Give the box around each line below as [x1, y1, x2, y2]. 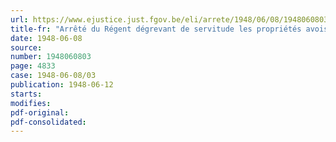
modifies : [10, 98, 52, 108]
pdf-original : [10, 107, 70, 118]
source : [10, 42, 43, 53]
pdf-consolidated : [10, 117, 87, 127]
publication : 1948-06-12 [10, 80, 114, 90]
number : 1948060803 [10, 52, 92, 62]
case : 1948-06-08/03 [10, 71, 97, 81]
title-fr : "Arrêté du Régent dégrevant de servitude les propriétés [10, 24, 302, 34]
